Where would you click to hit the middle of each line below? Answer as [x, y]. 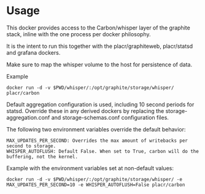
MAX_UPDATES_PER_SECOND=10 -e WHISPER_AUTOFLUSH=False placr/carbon [96, 185]
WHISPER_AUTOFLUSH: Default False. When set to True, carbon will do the [103, 151]
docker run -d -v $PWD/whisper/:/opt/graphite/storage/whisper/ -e [95, 179]
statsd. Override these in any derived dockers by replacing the [85, 111]
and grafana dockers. [33, 52]
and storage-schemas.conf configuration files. [110, 117]
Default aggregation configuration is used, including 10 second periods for [100, 104]
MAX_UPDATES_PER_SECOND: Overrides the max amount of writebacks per [97, 141]
